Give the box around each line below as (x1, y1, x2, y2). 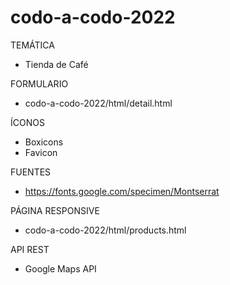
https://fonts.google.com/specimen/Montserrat (24, 185, 220, 197)
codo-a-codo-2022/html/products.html (24, 224, 187, 236)
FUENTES (10, 166, 52, 178)
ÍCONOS (10, 116, 45, 128)
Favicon (24, 146, 58, 158)
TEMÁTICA (10, 39, 55, 51)
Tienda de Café (24, 58, 89, 70)
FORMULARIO (10, 77, 69, 90)
